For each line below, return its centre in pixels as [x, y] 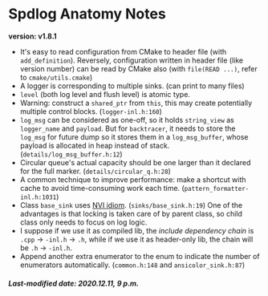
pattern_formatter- [217, 189]
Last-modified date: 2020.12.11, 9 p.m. [73, 283]
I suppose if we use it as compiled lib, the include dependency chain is [137, 230]
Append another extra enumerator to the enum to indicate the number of [140, 256]
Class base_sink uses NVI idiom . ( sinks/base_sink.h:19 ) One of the [131, 205]
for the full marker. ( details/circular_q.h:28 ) [95, 171]
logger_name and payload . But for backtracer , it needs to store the [128, 128]
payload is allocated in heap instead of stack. [95, 145]
